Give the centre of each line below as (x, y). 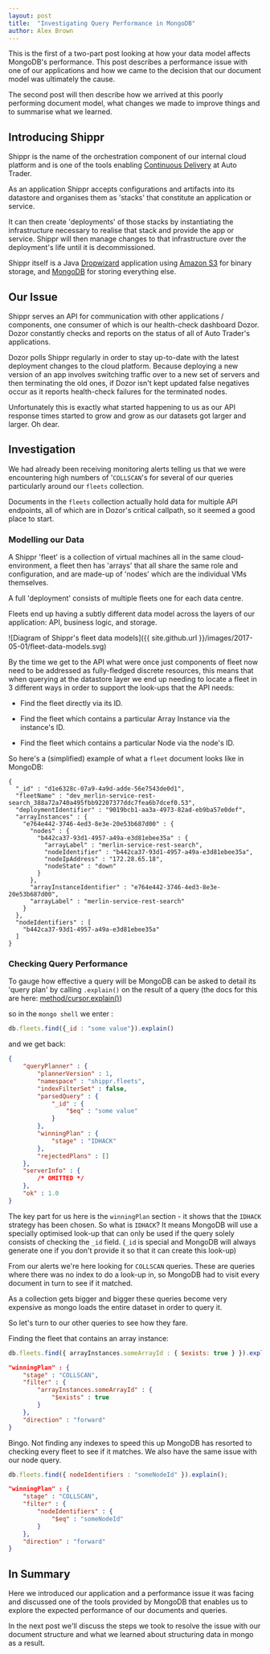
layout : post (30, 16)
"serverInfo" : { (52, 1171)
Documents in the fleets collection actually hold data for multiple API (123, 501)
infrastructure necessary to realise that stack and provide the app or (121, 231)
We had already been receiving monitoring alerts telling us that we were (127, 469)
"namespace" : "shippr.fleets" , (92, 1081)
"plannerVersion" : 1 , (75, 1074)
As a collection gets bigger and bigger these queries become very (118, 1299)
